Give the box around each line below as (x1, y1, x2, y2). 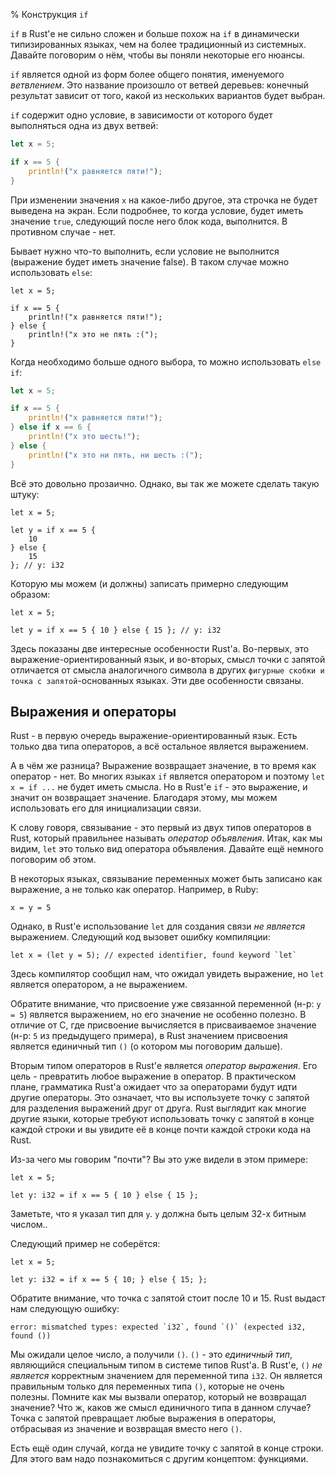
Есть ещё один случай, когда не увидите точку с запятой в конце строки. (10, 1442, 324, 1454)
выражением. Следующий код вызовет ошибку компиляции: (10, 931, 271, 943)
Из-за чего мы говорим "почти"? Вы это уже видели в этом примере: (10, 1154, 309, 1166)
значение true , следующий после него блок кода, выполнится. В (10, 215, 288, 227)
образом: (10, 588, 51, 600)
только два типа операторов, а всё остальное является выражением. (10, 740, 309, 753)
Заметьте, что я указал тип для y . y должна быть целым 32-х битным (10, 1208, 307, 1220)
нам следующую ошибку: (10, 1303, 120, 1315)
